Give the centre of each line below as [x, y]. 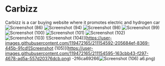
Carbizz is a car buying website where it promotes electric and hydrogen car [82, 22]
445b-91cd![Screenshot [29, 48]
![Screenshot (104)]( [66, 38]
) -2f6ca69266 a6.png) [112, 58]
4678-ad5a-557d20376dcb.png [37, 58]
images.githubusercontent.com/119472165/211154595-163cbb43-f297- [77, 53]
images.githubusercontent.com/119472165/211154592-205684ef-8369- [77, 43]
